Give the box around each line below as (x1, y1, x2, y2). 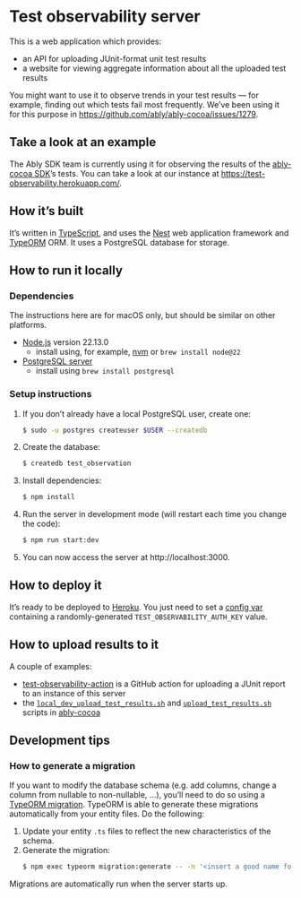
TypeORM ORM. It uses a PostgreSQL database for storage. (9, 237, 230, 247)
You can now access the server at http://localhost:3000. (21, 552, 230, 563)
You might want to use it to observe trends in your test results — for (9, 90, 260, 100)
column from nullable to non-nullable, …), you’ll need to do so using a (9, 790, 266, 800)
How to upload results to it (9, 637, 159, 652)
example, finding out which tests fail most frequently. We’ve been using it (9, 99, 280, 109)
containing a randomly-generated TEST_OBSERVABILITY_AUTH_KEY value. (9, 611, 268, 622)
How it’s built (9, 203, 84, 219)
